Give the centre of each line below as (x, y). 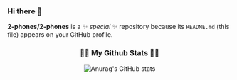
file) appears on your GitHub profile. (60, 35)
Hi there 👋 (25, 11)
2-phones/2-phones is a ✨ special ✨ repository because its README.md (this (118, 27)
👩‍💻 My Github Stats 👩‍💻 (120, 53)
